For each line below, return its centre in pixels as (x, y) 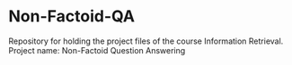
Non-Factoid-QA (72, 16)
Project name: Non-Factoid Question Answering (97, 50)
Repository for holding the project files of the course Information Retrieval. (146, 41)
